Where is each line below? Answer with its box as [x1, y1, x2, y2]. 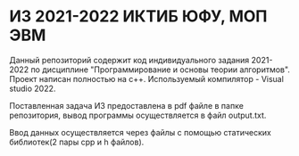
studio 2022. [9, 83, 56, 94]
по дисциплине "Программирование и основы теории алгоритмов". [30, 64, 290, 75]
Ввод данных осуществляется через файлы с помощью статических [9, 127, 272, 137]
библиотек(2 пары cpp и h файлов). [9, 136, 145, 147]
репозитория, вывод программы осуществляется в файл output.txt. [9, 110, 267, 120]
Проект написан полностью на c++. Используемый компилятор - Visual [9, 73, 284, 84]
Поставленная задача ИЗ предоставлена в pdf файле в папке [9, 100, 244, 111]
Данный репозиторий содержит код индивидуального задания [9, 54, 250, 65]
